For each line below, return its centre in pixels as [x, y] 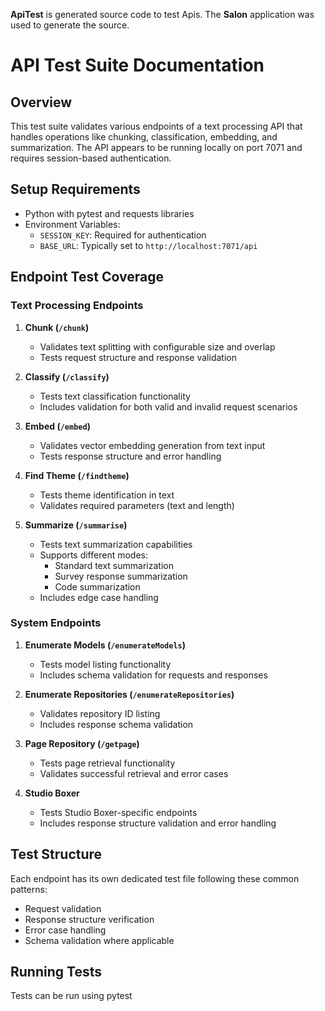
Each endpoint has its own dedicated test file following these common [155, 878]
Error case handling [65, 930]
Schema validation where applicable [99, 940]
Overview [41, 102]
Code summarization [97, 586]
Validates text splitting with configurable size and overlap [157, 346]
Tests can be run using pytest [71, 996]
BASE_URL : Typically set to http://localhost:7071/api [148, 245]
